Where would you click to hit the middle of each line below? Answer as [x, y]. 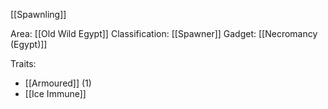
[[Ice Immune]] [55, 93]
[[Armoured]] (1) [58, 83]
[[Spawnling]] [38, 14]
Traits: [23, 63]
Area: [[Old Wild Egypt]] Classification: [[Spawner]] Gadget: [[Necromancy [164, 33]
